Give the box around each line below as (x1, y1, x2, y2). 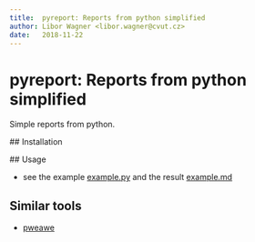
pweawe (22, 222, 55, 233)
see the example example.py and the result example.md (22, 172, 233, 183)
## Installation (9, 136, 63, 147)
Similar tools (9, 197, 82, 214)
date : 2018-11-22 (9, 30, 84, 39)
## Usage (9, 154, 47, 165)
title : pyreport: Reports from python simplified (9, 13, 206, 23)
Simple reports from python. (9, 119, 116, 130)
